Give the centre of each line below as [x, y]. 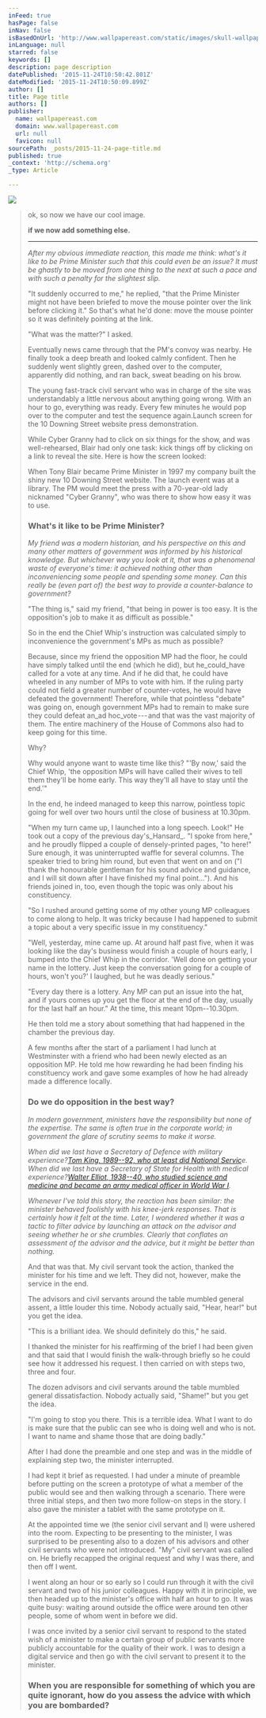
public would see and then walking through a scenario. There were [137, 1492]
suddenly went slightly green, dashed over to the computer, [125, 366]
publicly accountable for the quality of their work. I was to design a [137, 1647]
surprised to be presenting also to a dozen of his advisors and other [138, 1541]
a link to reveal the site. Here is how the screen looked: [117, 456]
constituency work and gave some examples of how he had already [138, 1073]
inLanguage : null [37, 45]
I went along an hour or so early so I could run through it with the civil [141, 1582]
